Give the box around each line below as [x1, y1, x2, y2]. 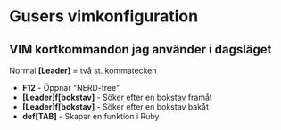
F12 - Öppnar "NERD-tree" [21, 83, 120, 93]
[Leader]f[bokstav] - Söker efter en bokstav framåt [21, 92, 212, 102]
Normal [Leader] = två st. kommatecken [9, 65, 157, 76]
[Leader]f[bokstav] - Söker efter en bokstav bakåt [21, 102, 210, 112]
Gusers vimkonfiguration [9, 6, 199, 27]
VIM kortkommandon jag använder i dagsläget [9, 42, 272, 57]
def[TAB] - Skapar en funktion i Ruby [21, 111, 160, 121]
